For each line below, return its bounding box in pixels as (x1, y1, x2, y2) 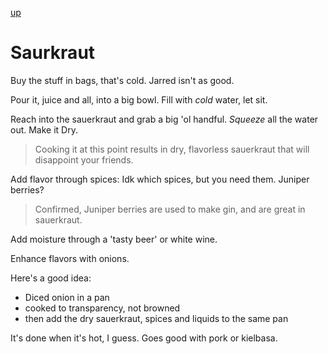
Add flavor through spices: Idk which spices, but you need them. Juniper (10, 173, 310, 185)
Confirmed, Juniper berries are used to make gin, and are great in (34, 203, 306, 215)
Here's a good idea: (10, 272, 92, 284)
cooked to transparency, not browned (24, 302, 181, 314)
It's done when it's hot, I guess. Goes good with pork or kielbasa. (10, 332, 278, 344)
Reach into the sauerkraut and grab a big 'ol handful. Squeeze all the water (10, 113, 319, 125)
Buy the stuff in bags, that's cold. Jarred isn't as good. (10, 74, 235, 86)
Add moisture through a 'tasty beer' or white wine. (10, 233, 218, 245)
